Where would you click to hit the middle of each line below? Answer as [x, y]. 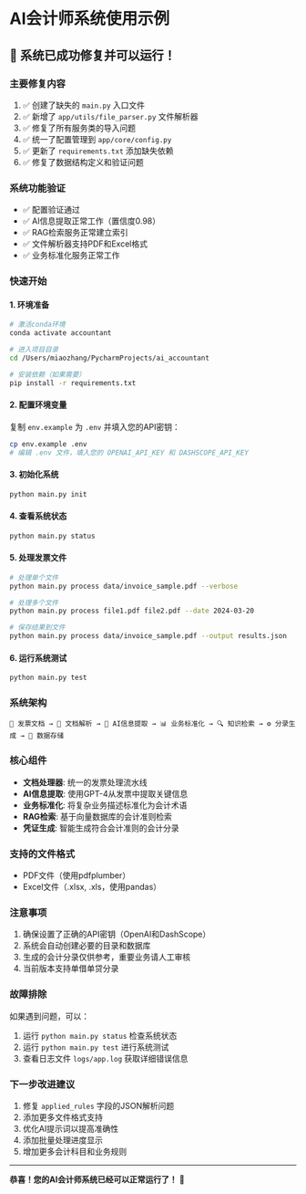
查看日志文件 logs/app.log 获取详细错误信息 [105, 1058]
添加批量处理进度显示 [62, 1140]
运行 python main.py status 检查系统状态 [100, 1035]
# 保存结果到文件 [37, 628]
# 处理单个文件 [34, 577]
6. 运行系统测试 [38, 657]
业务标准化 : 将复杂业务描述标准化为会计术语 [105, 805]
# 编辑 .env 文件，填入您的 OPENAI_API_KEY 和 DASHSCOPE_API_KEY [129, 453]
